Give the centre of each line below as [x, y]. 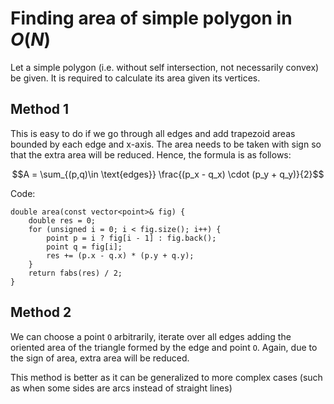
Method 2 [41, 312]
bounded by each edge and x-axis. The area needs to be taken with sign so [166, 144]
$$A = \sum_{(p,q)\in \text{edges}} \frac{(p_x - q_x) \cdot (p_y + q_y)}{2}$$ [168, 174]
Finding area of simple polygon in [151, 18]
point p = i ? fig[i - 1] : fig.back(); [131, 238]
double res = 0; [62, 220]
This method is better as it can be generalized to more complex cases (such [166, 377]
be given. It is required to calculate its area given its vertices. [135, 78]
